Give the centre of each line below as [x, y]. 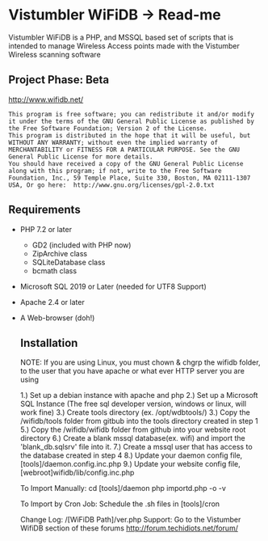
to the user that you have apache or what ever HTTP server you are [132, 371]
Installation [49, 342]
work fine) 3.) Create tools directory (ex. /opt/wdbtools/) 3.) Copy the [135, 412]
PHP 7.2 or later [46, 229]
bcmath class [54, 270]
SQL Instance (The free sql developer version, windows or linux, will [133, 404]
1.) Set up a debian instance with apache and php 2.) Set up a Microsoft [139, 395]
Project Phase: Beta [59, 80]
